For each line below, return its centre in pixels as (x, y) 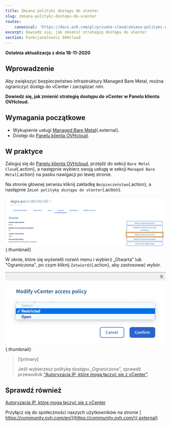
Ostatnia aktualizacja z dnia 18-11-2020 (48, 53)
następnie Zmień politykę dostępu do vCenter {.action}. (64, 190)
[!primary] (28, 359)
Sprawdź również (34, 390)
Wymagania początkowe (45, 118)
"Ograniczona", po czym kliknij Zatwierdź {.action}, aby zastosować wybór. (83, 265)
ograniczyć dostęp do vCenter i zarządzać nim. (55, 86)
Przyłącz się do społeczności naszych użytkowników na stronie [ (73, 412)
